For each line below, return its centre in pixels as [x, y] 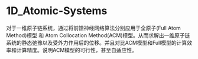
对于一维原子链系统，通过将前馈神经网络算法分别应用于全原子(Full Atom [94, 28]
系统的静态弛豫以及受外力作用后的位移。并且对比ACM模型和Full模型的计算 [97, 42]
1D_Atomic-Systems [57, 11]
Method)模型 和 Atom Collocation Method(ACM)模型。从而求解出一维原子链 [98, 35]
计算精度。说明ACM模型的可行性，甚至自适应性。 [77, 50]
